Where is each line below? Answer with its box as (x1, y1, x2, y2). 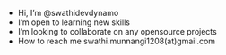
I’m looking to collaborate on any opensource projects (17, 27, 217, 36)
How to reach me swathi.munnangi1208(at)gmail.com (17, 35, 216, 46)
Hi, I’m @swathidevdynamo (17, 8, 119, 18)
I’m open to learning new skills (17, 17, 130, 27)
